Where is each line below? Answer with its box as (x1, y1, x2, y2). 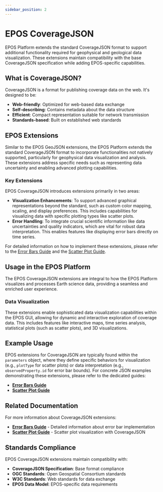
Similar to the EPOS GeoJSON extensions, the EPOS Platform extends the (5, 144, 152, 150)
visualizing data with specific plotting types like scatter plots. (12, 213, 135, 219)
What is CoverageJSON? (5, 74, 82, 82)
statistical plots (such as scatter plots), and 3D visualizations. (5, 325, 128, 331)
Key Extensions (5, 177, 43, 184)
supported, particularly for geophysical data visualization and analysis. (5, 155, 147, 161)
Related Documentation (5, 401, 78, 410)
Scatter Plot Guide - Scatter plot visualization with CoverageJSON (12, 429, 146, 435)
